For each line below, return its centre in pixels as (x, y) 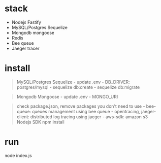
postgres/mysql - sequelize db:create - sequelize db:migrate (78, 87)
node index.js (18, 155)
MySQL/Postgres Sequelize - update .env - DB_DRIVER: (73, 82)
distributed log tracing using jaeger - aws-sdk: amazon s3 (89, 117)
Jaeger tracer (26, 48)
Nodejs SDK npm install (41, 122)
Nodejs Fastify (26, 22)
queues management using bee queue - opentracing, (86, 111)
